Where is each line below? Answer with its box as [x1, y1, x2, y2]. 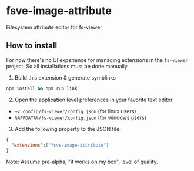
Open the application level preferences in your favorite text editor [14, 96, 173, 103]
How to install [6, 41, 58, 51]
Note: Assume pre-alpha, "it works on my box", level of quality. [6, 158, 158, 166]
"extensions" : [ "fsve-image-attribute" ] [11, 142, 109, 148]
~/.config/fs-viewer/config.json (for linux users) [14, 107, 136, 114]
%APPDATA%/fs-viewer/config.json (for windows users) [14, 114, 147, 121]
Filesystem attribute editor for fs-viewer [6, 24, 102, 31]
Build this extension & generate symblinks [14, 74, 116, 81]
